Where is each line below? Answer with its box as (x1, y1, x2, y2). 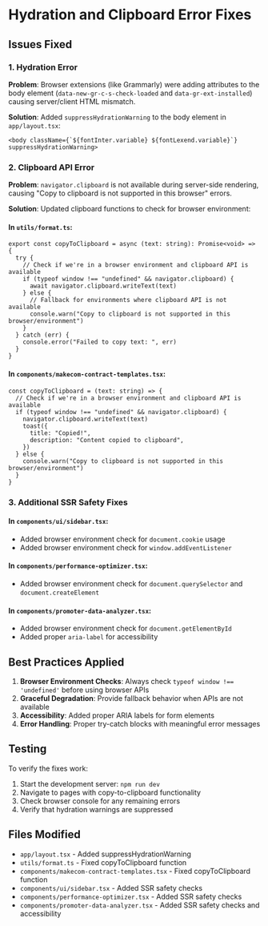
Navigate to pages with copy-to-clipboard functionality (19, 787, 202, 797)
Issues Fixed (8, 38, 73, 51)
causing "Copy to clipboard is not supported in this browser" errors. (8, 188, 232, 198)
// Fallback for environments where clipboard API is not (29, 296, 227, 304)
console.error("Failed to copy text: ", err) (22, 338, 178, 346)
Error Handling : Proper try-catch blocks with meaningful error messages (19, 719, 261, 728)
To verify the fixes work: (8, 763, 88, 773)
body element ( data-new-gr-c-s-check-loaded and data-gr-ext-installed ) (8, 88, 253, 98)
